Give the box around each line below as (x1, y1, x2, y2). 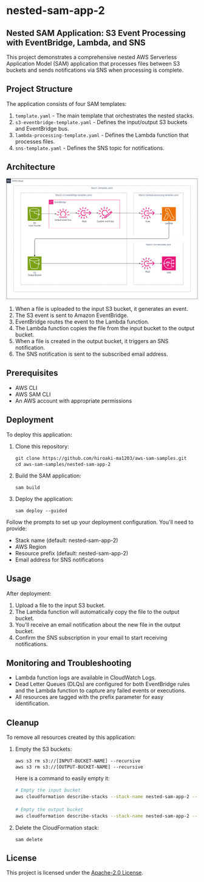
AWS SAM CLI (15, 391, 51, 398)
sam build (15, 484, 41, 490)
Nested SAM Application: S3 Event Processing (6, 28, 186, 38)
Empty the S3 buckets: (15, 746, 72, 753)
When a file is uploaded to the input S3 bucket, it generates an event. (15, 305, 188, 313)
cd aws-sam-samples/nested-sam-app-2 (15, 461, 111, 467)
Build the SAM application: (15, 472, 82, 479)
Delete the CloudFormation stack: (15, 824, 99, 831)
